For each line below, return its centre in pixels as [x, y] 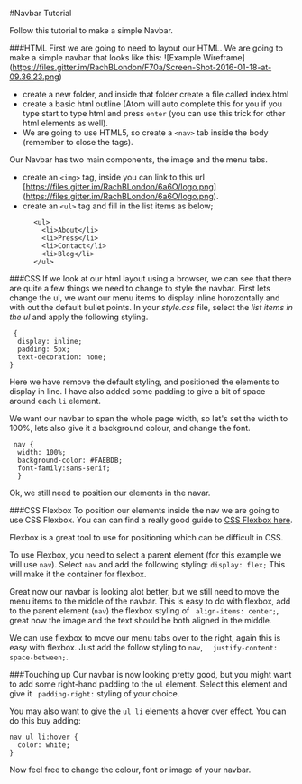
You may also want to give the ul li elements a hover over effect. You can [148, 711]
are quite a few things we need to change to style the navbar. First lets [140, 288]
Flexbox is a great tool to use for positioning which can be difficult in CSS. [146, 537]
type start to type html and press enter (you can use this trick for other [154, 113]
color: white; [44, 745]
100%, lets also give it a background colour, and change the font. [130, 428]
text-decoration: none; [62, 357]
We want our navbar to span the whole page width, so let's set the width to [149, 418]
